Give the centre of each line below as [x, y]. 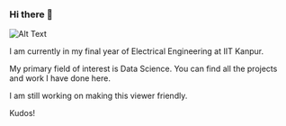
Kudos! [22, 113]
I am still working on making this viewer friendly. [98, 96]
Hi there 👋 [31, 14]
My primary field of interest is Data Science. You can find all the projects [143, 69]
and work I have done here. [60, 78]
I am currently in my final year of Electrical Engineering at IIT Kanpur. [137, 51]
